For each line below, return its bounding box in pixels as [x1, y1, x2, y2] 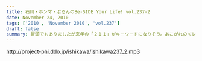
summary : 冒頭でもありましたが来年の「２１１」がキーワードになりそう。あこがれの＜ [6, 31, 192, 37]
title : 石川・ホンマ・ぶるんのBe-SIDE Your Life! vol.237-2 [6, 8, 151, 15]
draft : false [6, 25, 39, 32]
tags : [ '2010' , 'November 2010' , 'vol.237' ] [6, 20, 120, 26]
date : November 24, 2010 [6, 14, 69, 21]
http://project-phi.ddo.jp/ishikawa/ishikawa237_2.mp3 [6, 48, 140, 55]
